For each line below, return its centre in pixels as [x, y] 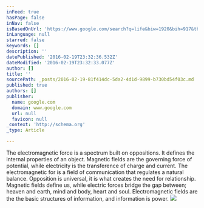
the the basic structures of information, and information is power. [87, 199]
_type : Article [25, 130]
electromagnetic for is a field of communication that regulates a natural [95, 172]
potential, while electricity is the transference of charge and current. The [97, 166]
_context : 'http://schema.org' [46, 125]
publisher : [20, 96]
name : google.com [34, 102]
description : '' [27, 52]
